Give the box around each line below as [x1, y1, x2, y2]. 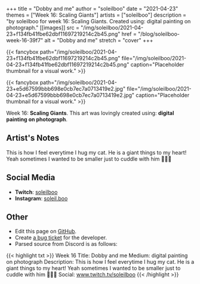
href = [121, 30, 137, 38]
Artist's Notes [6, 133, 60, 143]
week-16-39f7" [6, 37, 44, 44]
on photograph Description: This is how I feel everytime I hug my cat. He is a [6, 258, 195, 266]
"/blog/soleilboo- [138, 30, 180, 38]
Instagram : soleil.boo [14, 195, 68, 202]
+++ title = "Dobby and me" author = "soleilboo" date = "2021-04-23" [6, 5, 179, 12]
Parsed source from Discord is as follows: [14, 240, 118, 248]
